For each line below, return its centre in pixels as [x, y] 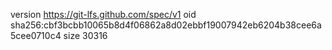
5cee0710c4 [36, 35]
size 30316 [85, 35]
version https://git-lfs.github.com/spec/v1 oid [103, 14]
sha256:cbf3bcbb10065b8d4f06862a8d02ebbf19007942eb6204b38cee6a [166, 25]
